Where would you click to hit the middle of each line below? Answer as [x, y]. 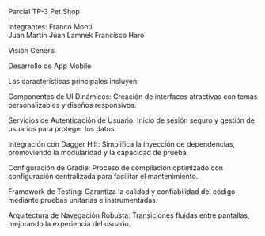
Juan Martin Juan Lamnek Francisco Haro [76, 35]
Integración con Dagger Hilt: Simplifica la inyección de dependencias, [122, 144]
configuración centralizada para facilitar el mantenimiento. [103, 176]
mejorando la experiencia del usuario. [70, 224]
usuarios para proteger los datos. [62, 129]
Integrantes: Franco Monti [50, 27]
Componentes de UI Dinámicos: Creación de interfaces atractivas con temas [133, 97]
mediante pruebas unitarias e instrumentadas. [83, 200]
